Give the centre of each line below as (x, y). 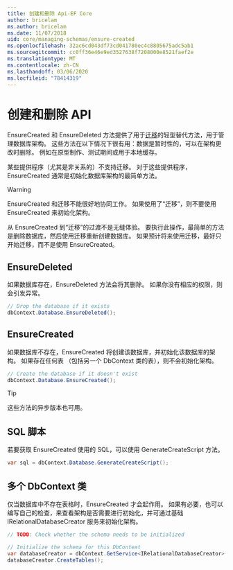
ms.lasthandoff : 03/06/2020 (48, 71)
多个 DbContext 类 (47, 486)
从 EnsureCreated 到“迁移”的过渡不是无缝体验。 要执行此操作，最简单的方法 (116, 227)
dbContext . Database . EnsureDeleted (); (62, 313)
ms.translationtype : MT (42, 59)
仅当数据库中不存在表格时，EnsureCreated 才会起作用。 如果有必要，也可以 (115, 504)
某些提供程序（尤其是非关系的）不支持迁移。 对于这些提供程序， (99, 167)
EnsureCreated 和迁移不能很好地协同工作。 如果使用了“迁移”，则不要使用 (112, 204)
